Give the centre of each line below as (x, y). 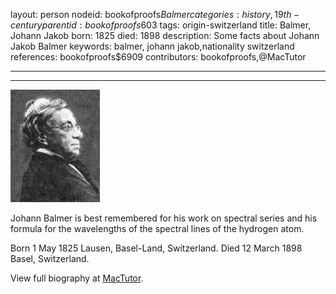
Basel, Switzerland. (50, 258)
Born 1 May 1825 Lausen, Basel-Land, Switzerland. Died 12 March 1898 (156, 248)
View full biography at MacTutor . (77, 278)
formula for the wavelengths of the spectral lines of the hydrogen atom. (157, 228)
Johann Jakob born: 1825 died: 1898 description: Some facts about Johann (165, 35)
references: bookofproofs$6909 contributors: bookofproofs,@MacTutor (158, 57)
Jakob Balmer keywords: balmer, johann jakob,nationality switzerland (152, 46)
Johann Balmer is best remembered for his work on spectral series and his (164, 218)
